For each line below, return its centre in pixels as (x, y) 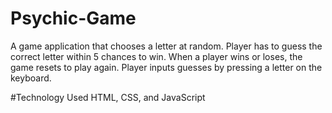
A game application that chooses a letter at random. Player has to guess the (166, 46)
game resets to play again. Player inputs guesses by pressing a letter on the (166, 67)
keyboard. (31, 78)
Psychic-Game (73, 18)
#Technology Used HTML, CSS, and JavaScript (108, 97)
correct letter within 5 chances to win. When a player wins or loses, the (156, 56)
